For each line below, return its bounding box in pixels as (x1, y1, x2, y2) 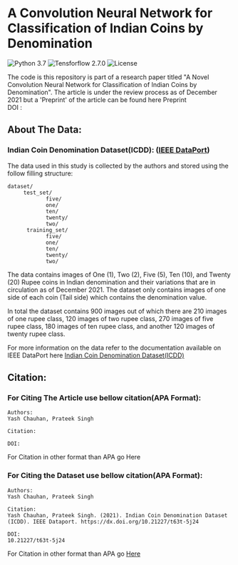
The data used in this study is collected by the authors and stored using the (7, 161, 229, 170)
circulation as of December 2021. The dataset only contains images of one (7, 285, 226, 294)
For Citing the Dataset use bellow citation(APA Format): (7, 471, 203, 481)
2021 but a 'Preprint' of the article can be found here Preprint (7, 95, 187, 104)
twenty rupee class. (7, 330, 66, 338)
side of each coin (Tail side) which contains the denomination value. (7, 292, 207, 301)
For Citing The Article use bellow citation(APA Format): (7, 392, 202, 402)
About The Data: (7, 123, 82, 136)
